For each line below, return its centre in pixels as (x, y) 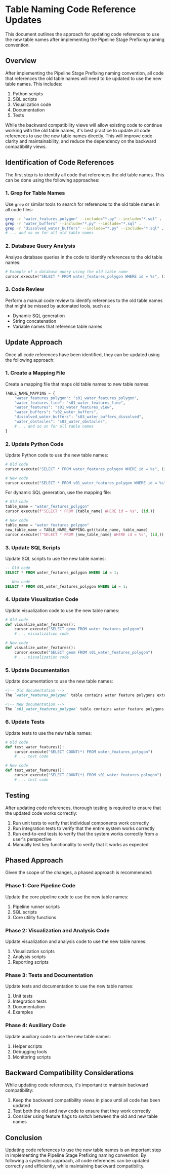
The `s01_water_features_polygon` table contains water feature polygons (85, 709)
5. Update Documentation (37, 670)
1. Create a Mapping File (35, 373)
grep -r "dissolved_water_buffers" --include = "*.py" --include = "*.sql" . (85, 228)
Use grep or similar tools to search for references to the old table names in (83, 204)
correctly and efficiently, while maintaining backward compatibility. (75, 1166)
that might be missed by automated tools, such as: (58, 306)
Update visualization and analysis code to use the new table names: (76, 941)
